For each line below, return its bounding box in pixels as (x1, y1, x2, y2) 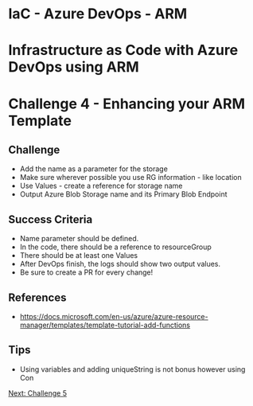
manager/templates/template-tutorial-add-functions (19, 320, 191, 330)
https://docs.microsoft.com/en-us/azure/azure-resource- (19, 312, 208, 321)
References (8, 291, 67, 304)
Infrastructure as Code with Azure (8, 41, 239, 60)
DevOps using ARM (8, 58, 139, 76)
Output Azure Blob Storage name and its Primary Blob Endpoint (19, 189, 228, 199)
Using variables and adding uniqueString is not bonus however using (19, 364, 246, 374)
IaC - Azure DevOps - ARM (8, 5, 188, 23)
